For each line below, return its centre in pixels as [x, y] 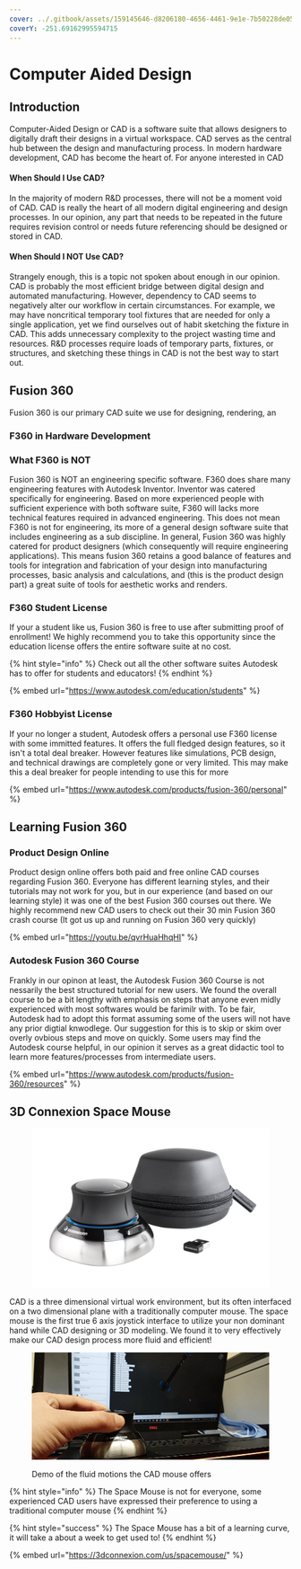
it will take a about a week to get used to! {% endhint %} [113, 1538]
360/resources [37, 1084]
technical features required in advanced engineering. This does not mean [145, 518]
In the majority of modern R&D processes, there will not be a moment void [146, 198]
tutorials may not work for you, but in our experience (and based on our [141, 891]
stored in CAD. [36, 236]
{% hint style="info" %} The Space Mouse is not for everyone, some [136, 1491]
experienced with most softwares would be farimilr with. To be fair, [133, 1009]
